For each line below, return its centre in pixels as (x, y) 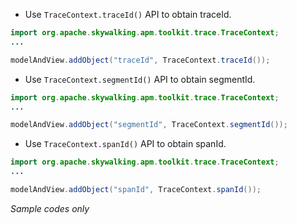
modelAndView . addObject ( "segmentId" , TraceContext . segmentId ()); (149, 125)
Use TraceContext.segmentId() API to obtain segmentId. (140, 79)
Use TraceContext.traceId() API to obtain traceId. (128, 14)
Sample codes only (50, 208)
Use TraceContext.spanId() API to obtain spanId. (125, 144)
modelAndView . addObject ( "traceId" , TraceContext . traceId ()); (140, 60)
